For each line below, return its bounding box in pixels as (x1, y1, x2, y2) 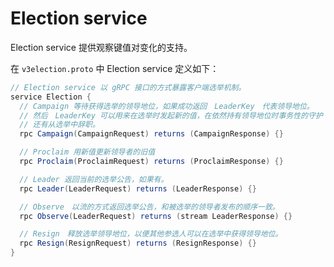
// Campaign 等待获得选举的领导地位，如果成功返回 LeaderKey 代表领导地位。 (19, 101, 315, 111)
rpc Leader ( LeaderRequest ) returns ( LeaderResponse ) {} (19, 183, 257, 194)
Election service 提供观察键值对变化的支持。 (10, 41, 193, 53)
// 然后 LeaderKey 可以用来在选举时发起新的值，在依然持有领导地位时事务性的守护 (19, 110, 323, 121)
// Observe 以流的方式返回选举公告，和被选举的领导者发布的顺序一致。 (19, 202, 280, 212)
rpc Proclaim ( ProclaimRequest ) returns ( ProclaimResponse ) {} (19, 157, 284, 167)
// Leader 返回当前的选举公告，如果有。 (19, 174, 169, 184)
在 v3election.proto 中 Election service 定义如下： (10, 62, 220, 74)
